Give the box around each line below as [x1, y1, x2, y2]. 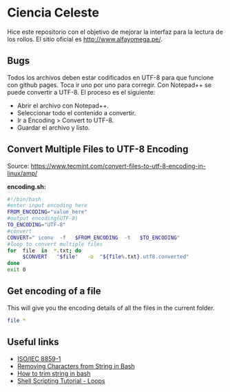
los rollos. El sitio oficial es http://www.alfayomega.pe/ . [7, 35, 163, 43]
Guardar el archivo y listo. [17, 123, 90, 132]
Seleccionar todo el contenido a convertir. [17, 108, 136, 117]
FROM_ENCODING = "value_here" [7, 208, 88, 215]
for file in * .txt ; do [7, 247, 81, 254]
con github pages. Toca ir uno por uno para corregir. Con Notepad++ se [7, 81, 212, 89]
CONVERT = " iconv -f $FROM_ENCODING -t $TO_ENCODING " [7, 234, 180, 241]
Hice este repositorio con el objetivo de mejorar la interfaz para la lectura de [7, 28, 224, 36]
